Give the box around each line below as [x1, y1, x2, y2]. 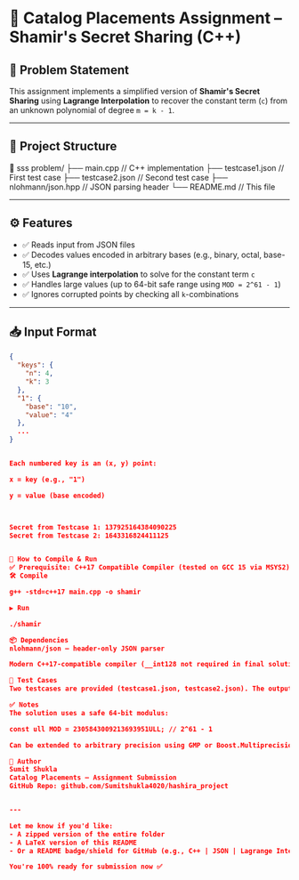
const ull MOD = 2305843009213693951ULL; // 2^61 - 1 [9, 724, 214, 733]
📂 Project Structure [9, 139, 117, 154]
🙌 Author [9, 756, 42, 766]
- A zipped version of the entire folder [9, 829, 166, 839]
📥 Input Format [9, 325, 97, 340]
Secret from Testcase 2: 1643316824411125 [9, 531, 169, 540]
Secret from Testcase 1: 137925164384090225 [9, 522, 177, 532]
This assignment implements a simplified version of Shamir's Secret [9, 86, 261, 96]
